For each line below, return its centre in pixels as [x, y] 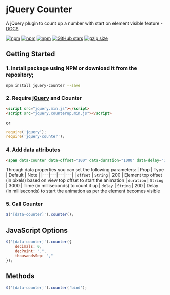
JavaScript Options [37, 230]
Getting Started [31, 54]
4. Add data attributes [33, 150]
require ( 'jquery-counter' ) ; [35, 137]
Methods [20, 276]
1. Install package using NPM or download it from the [71, 68]
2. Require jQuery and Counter [44, 98]
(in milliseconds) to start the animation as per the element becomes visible [83, 191]
